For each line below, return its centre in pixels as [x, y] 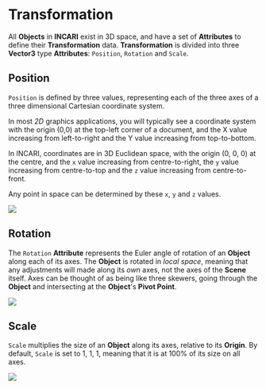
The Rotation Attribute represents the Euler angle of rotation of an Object [129, 253]
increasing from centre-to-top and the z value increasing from [110, 170]
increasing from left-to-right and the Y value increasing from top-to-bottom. [132, 138]
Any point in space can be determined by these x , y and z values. [115, 194]
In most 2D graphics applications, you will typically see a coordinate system [132, 121]
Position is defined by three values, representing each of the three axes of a [133, 97]
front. [17, 178]
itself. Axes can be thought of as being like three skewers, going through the [133, 278]
